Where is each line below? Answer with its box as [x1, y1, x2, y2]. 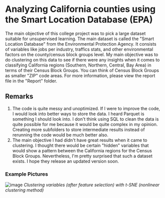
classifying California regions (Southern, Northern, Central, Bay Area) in [5, 62, 152, 68]
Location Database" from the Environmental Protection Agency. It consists [5, 41, 157, 47]
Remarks [5, 92, 34, 101]
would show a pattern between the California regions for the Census [12, 147, 152, 153]
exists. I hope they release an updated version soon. [12, 158, 119, 164]
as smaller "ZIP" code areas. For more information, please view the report [5, 72, 156, 78]
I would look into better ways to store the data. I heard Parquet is [12, 111, 145, 117]
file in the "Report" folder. [5, 78, 57, 84]
